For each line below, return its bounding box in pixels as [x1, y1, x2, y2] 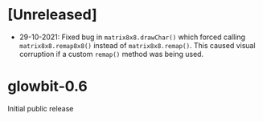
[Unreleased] [7, 6, 97, 24]
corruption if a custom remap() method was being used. [18, 49, 204, 58]
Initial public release [7, 103, 74, 113]
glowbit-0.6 [7, 78, 88, 95]
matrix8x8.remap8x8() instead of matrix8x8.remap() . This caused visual [18, 40, 256, 50]
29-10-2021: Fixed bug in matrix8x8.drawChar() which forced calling [18, 32, 246, 42]
